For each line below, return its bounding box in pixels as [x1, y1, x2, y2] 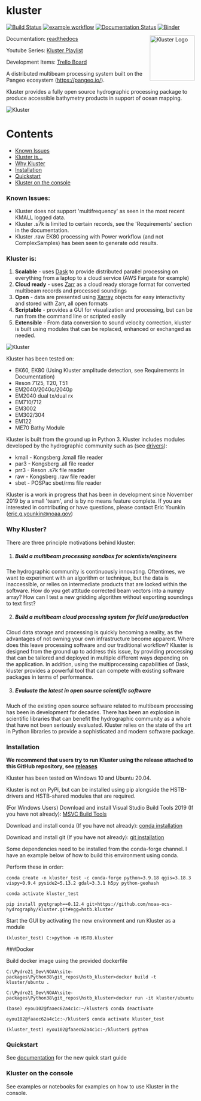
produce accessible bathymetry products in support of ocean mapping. [6, 94, 182, 102]
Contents [6, 127, 54, 141]
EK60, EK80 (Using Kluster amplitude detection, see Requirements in [14, 367, 185, 374]
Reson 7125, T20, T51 [14, 380, 68, 387]
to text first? [6, 599, 36, 607]
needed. [14, 332, 36, 339]
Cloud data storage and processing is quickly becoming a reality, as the [6, 628, 183, 635]
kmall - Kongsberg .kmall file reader [14, 454, 103, 461]
